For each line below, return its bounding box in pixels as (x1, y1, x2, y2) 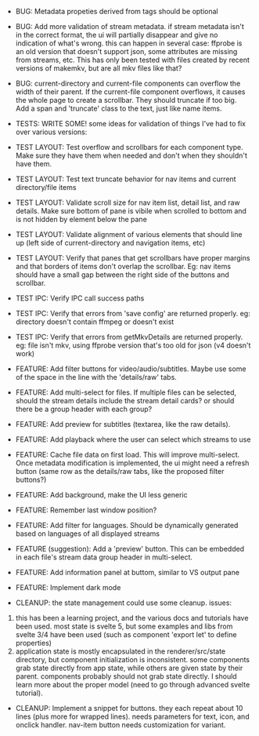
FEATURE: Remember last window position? (15, 505, 157, 515)
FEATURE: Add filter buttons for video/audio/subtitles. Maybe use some (15, 364, 246, 373)
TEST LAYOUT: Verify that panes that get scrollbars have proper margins (15, 253, 250, 262)
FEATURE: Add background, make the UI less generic (15, 490, 188, 499)
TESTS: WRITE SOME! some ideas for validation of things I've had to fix (15, 119, 246, 128)
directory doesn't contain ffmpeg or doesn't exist (15, 317, 174, 326)
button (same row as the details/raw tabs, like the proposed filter (15, 467, 225, 475)
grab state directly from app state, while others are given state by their (15, 663, 243, 672)
